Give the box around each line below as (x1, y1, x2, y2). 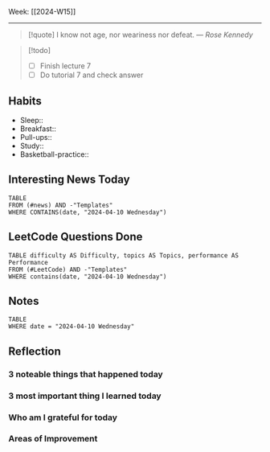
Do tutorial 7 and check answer (39, 70, 144, 80)
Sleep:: (19, 115, 44, 125)
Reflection (8, 344, 62, 358)
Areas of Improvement (8, 434, 98, 445)
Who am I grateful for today (8, 412, 118, 423)
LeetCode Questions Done (8, 230, 143, 244)
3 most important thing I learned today (8, 390, 162, 401)
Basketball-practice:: (19, 149, 90, 159)
